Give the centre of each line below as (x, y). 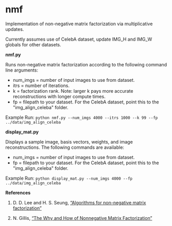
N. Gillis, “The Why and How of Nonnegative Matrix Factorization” (82, 218)
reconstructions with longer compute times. (59, 96)
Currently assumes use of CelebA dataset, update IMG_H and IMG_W (79, 39)
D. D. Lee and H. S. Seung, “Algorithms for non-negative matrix (79, 202)
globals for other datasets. (33, 44)
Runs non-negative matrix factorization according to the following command (86, 64)
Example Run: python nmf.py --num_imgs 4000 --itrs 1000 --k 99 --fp (82, 117)
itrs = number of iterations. (41, 85)
